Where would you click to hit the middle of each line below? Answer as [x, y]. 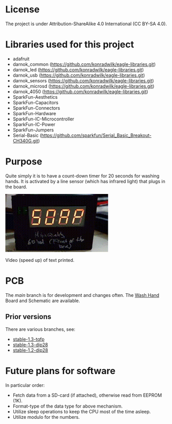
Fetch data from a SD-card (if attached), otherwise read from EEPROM [87, 395]
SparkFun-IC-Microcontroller [43, 119]
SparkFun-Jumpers [33, 130]
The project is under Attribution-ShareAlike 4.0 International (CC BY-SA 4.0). [86, 24]
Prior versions [28, 317]
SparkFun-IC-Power [34, 124]
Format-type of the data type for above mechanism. [68, 406]
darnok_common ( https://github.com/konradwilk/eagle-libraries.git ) [84, 64]
